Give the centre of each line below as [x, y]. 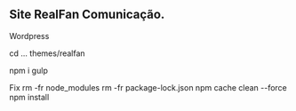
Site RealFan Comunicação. [87, 15]
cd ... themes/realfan [48, 53]
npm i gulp [29, 70]
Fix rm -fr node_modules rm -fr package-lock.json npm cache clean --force [148, 87]
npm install [29, 97]
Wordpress [29, 36]
